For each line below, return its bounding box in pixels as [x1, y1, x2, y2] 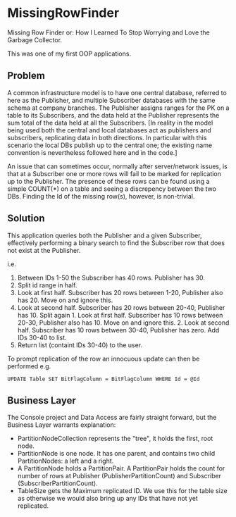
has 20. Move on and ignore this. [17, 296, 113, 304]
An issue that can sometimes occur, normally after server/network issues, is [7, 162, 228, 170]
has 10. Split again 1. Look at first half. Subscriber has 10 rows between [17, 311, 223, 319]
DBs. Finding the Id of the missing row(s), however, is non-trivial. [7, 192, 195, 200]
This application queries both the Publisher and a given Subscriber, [7, 231, 202, 239]
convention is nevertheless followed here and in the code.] [7, 148, 178, 156]
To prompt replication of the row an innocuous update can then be [7, 354, 200, 363]
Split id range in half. [17, 280, 77, 289]
